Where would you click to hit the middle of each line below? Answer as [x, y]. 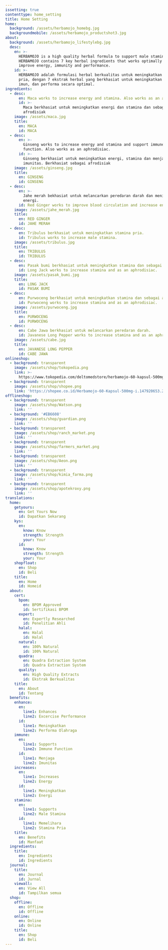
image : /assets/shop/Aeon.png [46, 460]
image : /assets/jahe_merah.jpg [47, 210]
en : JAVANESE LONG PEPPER [45, 349]
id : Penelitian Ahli [44, 623]
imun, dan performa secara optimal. [56, 84]
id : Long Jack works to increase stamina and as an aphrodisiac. [88, 270]
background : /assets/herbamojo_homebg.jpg [54, 28]
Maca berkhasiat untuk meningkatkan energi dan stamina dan [87, 107]
